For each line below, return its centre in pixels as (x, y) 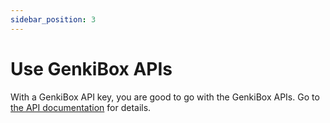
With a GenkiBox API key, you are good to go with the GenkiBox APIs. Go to (165, 97)
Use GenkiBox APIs (91, 68)
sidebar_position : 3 (53, 19)
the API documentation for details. (81, 107)
